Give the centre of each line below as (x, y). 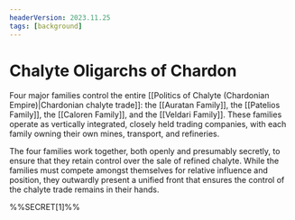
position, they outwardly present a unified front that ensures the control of (147, 180)
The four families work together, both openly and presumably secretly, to (145, 151)
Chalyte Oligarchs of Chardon (123, 71)
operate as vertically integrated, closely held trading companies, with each (148, 124)
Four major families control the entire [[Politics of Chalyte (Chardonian (139, 96)
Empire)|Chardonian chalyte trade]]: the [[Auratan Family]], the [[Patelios (145, 105)
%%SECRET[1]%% (45, 207)
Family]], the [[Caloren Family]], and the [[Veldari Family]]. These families (146, 115)
